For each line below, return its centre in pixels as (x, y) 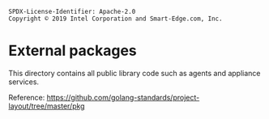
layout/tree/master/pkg (47, 106)
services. (23, 82)
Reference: (27, 97)
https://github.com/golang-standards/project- (123, 97)
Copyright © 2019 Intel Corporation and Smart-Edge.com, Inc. (115, 19)
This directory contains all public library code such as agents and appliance (134, 73)
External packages (73, 51)
